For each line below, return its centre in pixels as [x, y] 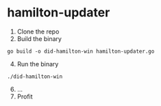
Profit [25, 96]
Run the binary [38, 64]
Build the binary [39, 38]
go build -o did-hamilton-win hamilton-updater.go [81, 51]
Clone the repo [38, 31]
